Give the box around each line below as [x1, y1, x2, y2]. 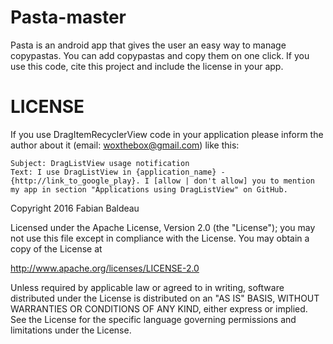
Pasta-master [10, 6, 127, 29]
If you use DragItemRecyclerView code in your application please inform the [10, 128, 324, 140]
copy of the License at [10, 242, 103, 255]
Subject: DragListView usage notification [10, 158, 190, 168]
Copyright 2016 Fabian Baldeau [10, 202, 140, 214]
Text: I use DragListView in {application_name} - [10, 167, 226, 177]
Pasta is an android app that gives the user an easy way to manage [10, 39, 287, 51]
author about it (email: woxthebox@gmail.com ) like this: [10, 139, 240, 151]
